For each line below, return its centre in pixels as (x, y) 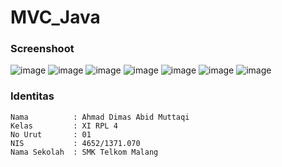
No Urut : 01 (51, 134)
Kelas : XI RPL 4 (64, 126)
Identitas (32, 96)
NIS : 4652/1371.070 (75, 143)
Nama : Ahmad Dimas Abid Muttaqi (100, 117)
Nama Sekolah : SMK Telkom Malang (84, 152)
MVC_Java (55, 17)
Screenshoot (42, 49)
